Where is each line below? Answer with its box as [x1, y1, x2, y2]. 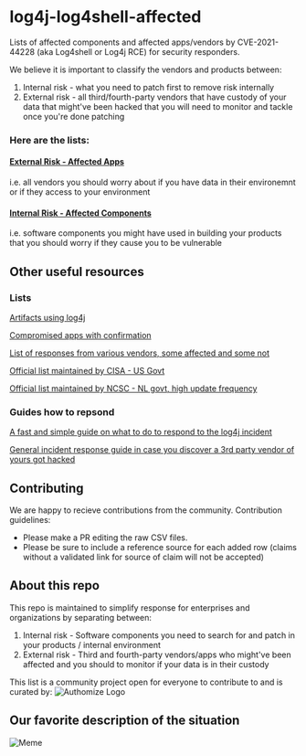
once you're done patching [22, 111, 125, 122]
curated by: [9, 686, 53, 697]
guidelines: [9, 515, 51, 526]
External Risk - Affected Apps [9, 156, 125, 167]
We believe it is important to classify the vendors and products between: [9, 64, 282, 75]
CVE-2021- [237, 37, 280, 48]
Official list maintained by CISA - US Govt [9, 365, 165, 376]
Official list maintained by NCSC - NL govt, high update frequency [9, 382, 258, 394]
